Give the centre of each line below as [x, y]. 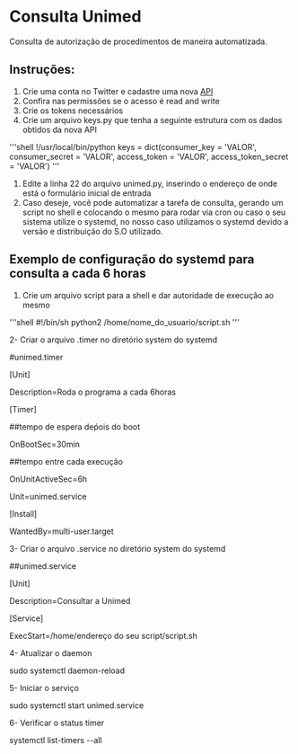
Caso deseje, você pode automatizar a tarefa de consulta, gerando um [153, 202]
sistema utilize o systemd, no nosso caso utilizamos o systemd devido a [155, 221]
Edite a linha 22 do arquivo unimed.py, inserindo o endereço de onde [150, 183]
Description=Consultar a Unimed [70, 600]
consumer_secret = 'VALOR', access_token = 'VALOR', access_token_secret [149, 156]
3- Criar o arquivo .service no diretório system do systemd [118, 548]
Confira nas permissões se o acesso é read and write [121, 101]
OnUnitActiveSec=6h [48, 479]
